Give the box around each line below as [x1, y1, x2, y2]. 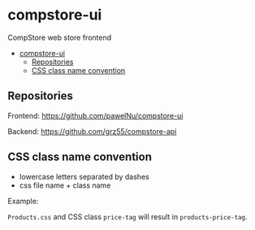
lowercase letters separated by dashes [19, 171, 149, 181]
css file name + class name [19, 180, 111, 190]
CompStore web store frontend [7, 33, 111, 42]
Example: [7, 196, 39, 206]
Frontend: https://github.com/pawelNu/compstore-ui [7, 111, 184, 120]
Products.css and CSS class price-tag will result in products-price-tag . [7, 211, 249, 221]
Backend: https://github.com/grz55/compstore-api [7, 126, 177, 136]
